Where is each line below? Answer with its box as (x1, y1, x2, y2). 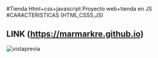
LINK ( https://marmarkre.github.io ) (6, 29, 144, 39)
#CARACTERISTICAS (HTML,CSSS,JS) (6, 11, 104, 19)
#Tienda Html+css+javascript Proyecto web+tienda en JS (6, 5, 152, 12)
